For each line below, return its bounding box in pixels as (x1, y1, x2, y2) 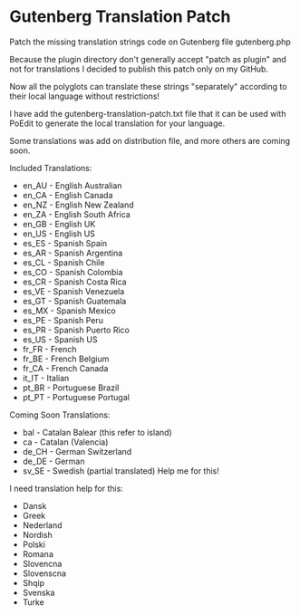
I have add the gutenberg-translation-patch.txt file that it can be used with (9, 108, 286, 119)
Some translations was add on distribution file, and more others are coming (9, 135, 291, 146)
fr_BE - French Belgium (22, 353, 110, 364)
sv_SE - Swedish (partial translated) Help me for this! (22, 465, 220, 476)
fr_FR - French (22, 343, 77, 354)
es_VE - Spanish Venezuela (22, 285, 125, 296)
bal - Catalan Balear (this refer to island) (22, 427, 172, 437)
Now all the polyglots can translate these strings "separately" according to (9, 81, 287, 91)
